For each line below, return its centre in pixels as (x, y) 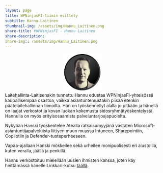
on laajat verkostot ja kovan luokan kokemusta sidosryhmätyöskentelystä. (80, 111)
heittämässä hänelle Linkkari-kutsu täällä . (47, 165)
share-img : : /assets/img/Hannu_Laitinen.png (51, 42)
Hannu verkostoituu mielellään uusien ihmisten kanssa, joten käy (70, 160)
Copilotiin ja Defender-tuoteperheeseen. (46, 136)
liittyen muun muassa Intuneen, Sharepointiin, (97, 131)
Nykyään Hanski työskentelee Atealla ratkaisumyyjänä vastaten (69, 125)
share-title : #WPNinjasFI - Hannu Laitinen (50, 31)
